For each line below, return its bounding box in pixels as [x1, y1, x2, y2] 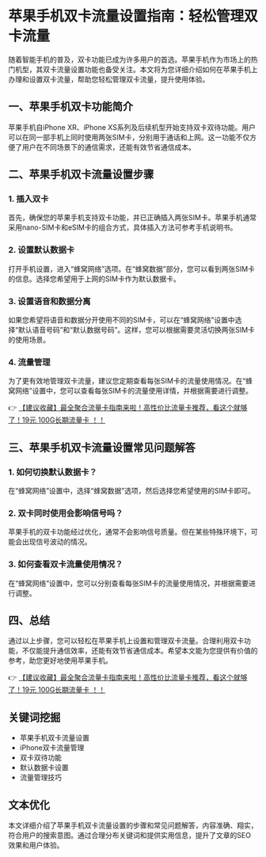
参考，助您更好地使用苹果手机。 [8, 656, 112, 665]
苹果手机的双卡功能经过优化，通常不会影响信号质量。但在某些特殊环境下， [8, 528, 251, 537]
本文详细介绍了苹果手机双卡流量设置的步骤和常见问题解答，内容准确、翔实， [8, 821, 258, 830]
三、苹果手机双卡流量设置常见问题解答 [8, 440, 196, 454]
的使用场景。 [8, 335, 50, 345]
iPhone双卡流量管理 [19, 743, 85, 752]
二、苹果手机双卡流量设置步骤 [8, 168, 154, 181]
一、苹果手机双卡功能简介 [8, 100, 133, 113]
